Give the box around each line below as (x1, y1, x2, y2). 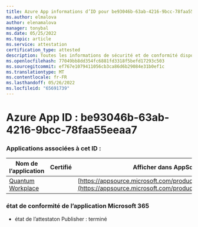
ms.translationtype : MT (6, 69, 65, 75)
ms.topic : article (6, 36, 51, 42)
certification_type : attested (6, 47, 81, 53)
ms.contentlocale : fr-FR (6, 74, 67, 80)
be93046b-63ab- (80, 111, 170, 124)
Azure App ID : (6, 111, 78, 124)
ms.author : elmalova (6, 14, 57, 20)
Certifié (49, 163, 72, 172)
